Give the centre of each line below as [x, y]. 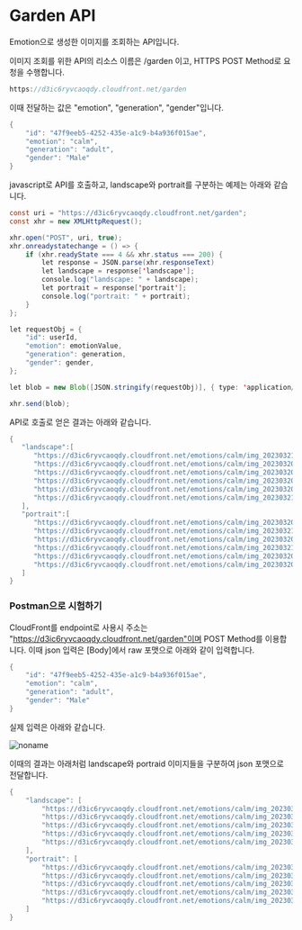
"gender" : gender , [60, 363]
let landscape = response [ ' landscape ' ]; [118, 271]
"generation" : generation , [76, 355]
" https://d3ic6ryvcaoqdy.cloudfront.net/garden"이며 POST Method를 [136, 638]
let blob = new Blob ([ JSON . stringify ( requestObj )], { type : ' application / [152, 387]
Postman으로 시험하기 [56, 606]
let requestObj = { [46, 330]
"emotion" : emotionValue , [74, 346]
